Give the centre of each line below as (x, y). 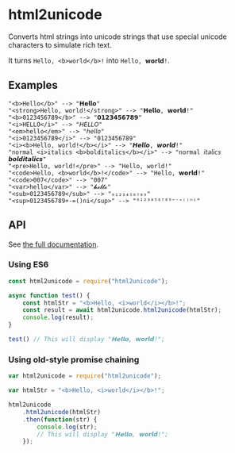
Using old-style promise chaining (74, 359)
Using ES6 (29, 265)
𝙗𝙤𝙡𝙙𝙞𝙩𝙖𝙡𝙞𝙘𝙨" (27, 159)
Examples (33, 85)
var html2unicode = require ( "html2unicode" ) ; (85, 376)
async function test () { (49, 295)
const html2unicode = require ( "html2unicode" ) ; (89, 281)
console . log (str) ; (67, 427)
